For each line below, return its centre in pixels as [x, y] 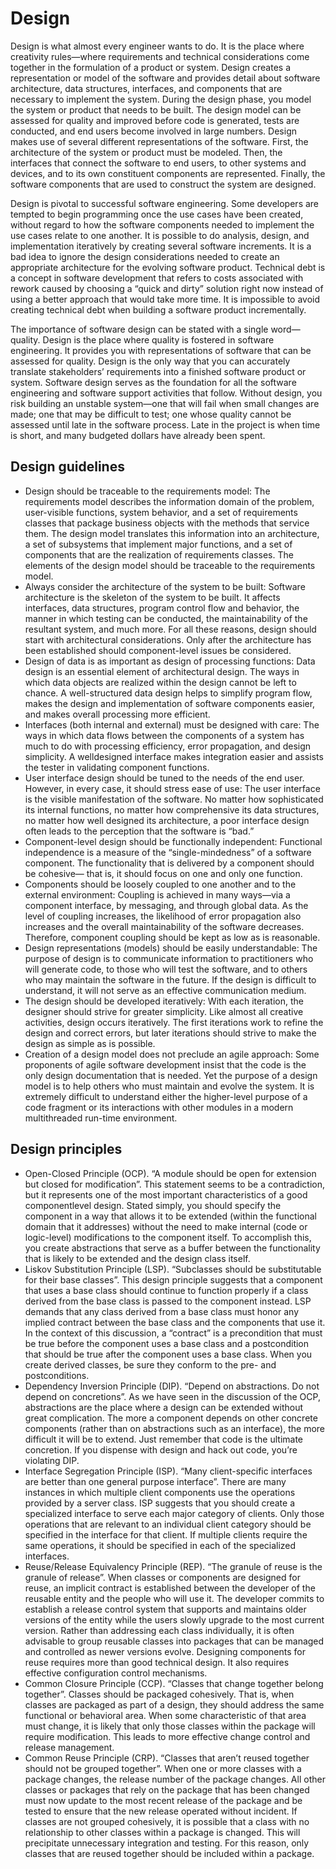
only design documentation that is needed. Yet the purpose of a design [171, 1075]
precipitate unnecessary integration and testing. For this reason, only [167, 1843]
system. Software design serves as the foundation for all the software [153, 382]
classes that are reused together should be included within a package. [169, 1853]
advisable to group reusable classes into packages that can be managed [174, 1641]
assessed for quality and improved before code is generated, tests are [155, 120]
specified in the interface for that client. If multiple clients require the [166, 1534]
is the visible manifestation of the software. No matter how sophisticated [174, 799]
